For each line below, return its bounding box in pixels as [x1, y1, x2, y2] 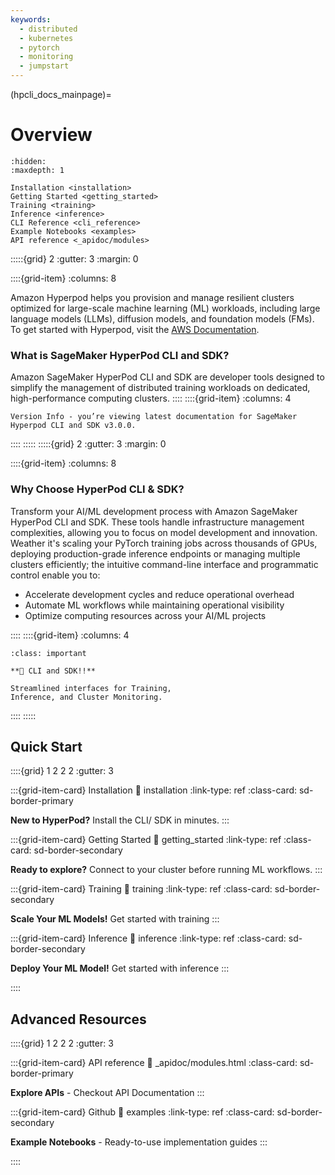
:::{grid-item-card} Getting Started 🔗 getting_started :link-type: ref [10, 834, 282, 846]
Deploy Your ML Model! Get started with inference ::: [10, 962, 230, 975]
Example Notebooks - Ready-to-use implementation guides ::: [10, 1136, 268, 1148]
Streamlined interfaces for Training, [10, 683, 172, 693]
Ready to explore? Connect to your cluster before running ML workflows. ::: [10, 864, 323, 876]
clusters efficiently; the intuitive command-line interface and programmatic [10, 558, 319, 570]
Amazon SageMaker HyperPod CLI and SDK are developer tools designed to [10, 371, 325, 383]
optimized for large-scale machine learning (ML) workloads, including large [10, 302, 321, 314]
